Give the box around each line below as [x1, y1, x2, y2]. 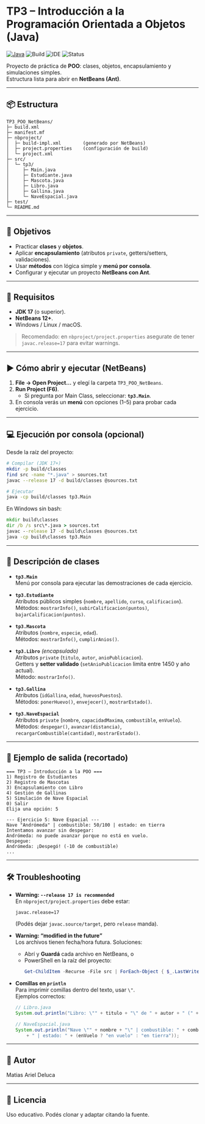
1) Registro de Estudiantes [6, 774, 78, 780]
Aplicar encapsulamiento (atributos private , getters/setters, [15, 249, 168, 256]
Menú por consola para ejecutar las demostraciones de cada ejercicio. [15, 579, 193, 587]
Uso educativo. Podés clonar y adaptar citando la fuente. [6, 1111, 149, 1119]
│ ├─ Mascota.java [6, 177, 64, 184]
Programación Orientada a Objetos [6, 17, 186, 31]
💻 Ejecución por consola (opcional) [6, 429, 145, 440]
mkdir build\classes [6, 517, 59, 523]
